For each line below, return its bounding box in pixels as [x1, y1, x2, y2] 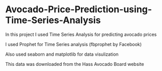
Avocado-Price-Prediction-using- [5, 4, 152, 15]
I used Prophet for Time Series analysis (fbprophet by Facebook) [5, 41, 142, 47]
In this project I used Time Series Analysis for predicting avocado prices [5, 31, 157, 37]
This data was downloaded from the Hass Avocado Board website [5, 61, 144, 67]
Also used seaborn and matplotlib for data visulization [5, 51, 119, 57]
